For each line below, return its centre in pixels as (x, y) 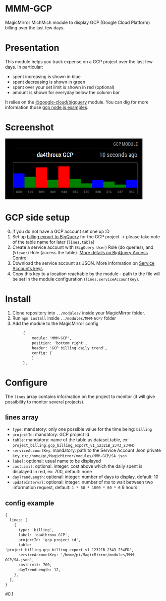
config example (30, 503)
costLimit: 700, (35, 565)
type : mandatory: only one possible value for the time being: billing (82, 429)
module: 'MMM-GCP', (52, 338)
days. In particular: (24, 67)
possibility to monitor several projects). (45, 401)
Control (20, 258)
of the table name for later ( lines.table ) (53, 242)
